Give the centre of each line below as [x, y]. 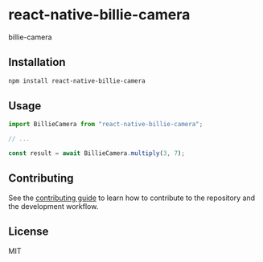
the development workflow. [53, 206]
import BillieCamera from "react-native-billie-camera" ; [106, 125]
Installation [37, 62]
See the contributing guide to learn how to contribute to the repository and [132, 198]
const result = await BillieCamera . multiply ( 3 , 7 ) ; [97, 154]
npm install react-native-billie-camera [77, 81]
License [29, 232]
